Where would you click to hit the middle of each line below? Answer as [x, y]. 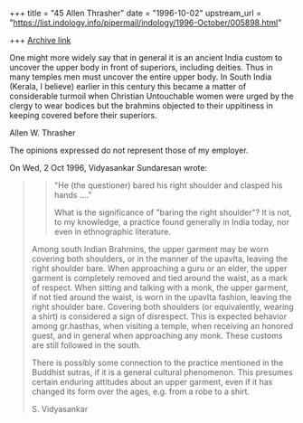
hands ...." [73, 195]
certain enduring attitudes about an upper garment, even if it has [152, 382]
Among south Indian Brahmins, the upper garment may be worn [150, 249]
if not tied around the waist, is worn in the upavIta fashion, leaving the [161, 297]
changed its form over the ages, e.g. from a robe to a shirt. [141, 391]
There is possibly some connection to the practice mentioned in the [157, 362]
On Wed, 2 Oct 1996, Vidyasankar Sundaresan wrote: [109, 168]
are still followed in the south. [86, 345]
